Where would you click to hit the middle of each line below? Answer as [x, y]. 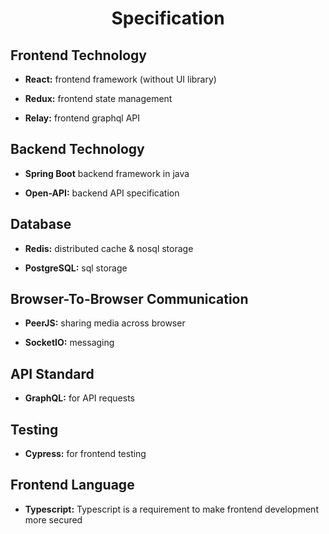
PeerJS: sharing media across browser [105, 323]
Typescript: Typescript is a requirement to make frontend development [171, 509]
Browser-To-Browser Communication [129, 299]
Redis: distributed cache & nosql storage [109, 248]
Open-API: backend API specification [102, 193]
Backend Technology [77, 149]
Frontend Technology [78, 55]
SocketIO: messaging [69, 343]
